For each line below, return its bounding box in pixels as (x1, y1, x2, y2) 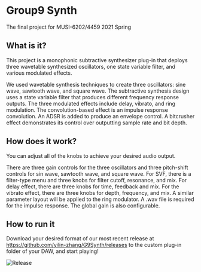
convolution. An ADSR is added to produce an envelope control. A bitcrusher (6, 112, 195, 120)
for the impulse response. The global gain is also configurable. (6, 201, 160, 209)
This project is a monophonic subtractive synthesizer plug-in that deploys (6, 56, 188, 63)
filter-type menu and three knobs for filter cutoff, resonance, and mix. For (6, 176, 187, 184)
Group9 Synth (6, 4, 78, 17)
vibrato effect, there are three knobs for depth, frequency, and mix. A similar (6, 189, 194, 196)
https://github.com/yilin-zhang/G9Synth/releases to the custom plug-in (6, 242, 182, 249)
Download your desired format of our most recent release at (6, 235, 154, 242)
